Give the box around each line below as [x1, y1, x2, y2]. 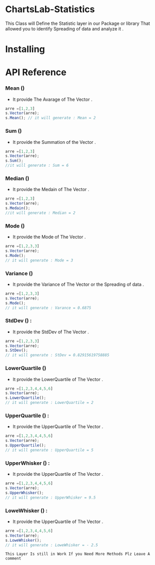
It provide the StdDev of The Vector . [12, 328, 89, 335]
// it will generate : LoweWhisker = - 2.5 [5, 542, 98, 548]
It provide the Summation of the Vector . [12, 139, 96, 145]
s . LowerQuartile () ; [5, 395, 46, 401]
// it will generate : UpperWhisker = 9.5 [5, 495, 96, 500]
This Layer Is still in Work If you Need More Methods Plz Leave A [5, 551, 150, 557]
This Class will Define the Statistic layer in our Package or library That [5, 20, 150, 26]
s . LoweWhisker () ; [5, 538, 42, 543]
